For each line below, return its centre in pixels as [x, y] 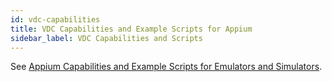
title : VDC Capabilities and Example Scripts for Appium [131, 29]
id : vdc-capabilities [55, 19]
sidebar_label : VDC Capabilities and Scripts [106, 38]
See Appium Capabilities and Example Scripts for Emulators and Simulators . [166, 67]
